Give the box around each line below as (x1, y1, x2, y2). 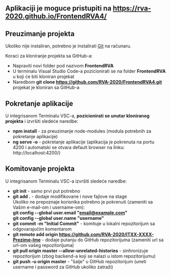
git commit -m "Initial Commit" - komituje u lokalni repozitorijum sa (12, 220, 155, 227)
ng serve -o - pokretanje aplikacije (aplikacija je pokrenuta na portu (12, 139, 154, 145)
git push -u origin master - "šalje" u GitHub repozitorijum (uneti (12, 258, 147, 264)
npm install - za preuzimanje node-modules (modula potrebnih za (12, 128, 152, 134)
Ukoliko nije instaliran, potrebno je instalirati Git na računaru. (5, 43, 131, 49)
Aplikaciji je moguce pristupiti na (5, 4, 112, 13)
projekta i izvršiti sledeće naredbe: (5, 118, 79, 124)
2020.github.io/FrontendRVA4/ (5, 12, 107, 21)
